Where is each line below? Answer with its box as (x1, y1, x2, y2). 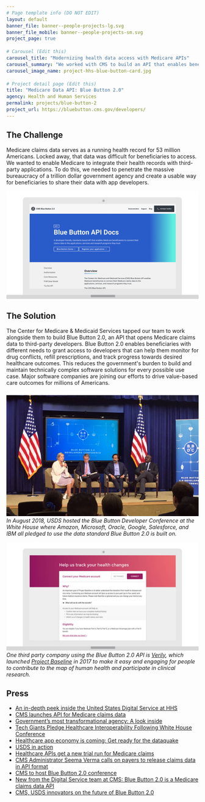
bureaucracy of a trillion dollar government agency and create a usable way (6, 172, 196, 180)
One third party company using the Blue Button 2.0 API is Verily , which (6, 651, 184, 658)
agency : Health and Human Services (6, 93, 97, 100)
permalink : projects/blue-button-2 (6, 100, 97, 106)
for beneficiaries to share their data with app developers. (6, 178, 149, 186)
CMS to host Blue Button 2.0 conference (15, 770, 117, 777)
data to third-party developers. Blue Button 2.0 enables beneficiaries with (6, 340, 191, 348)
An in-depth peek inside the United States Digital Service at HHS (15, 704, 178, 712)
